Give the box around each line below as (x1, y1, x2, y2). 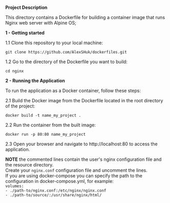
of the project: (5, 103, 35, 109)
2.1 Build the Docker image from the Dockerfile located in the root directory (5, 98, 163, 103)
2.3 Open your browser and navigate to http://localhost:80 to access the (5, 141, 158, 147)
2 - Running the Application (5, 78, 65, 84)
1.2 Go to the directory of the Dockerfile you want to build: (5, 59, 128, 65)
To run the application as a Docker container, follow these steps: (5, 87, 141, 94)
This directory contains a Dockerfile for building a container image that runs (5, 14, 165, 20)
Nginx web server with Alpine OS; (5, 20, 77, 26)
